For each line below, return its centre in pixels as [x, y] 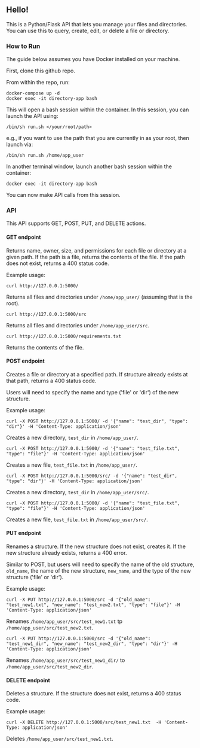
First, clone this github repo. [41, 71]
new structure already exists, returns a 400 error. [67, 553]
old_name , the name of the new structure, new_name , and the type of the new [99, 571]
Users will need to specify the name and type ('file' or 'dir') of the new [93, 392]
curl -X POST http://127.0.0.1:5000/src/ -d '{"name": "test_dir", [92, 476]
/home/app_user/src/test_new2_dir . [50, 667]
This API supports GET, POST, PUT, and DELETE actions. [76, 223]
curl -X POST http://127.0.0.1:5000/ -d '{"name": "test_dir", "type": [97, 421]
